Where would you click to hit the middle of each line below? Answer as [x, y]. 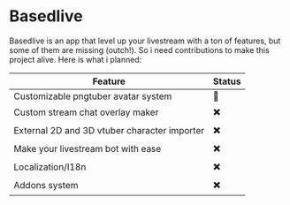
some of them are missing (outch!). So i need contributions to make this [139, 49]
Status [227, 81]
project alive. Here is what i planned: [76, 59]
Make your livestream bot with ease [88, 149]
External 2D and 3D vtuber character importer [109, 131]
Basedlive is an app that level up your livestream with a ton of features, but [145, 41]
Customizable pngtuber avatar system [93, 96]
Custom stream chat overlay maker [86, 112]
